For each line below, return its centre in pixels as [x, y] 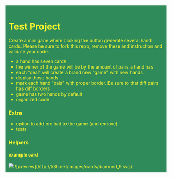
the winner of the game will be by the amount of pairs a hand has [85, 66]
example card [23, 154]
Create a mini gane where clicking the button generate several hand [80, 40]
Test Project [35, 26]
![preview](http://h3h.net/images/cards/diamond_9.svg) [73, 167]
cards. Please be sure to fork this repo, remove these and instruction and [85, 46]
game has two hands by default [49, 94]
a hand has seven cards [41, 61]
